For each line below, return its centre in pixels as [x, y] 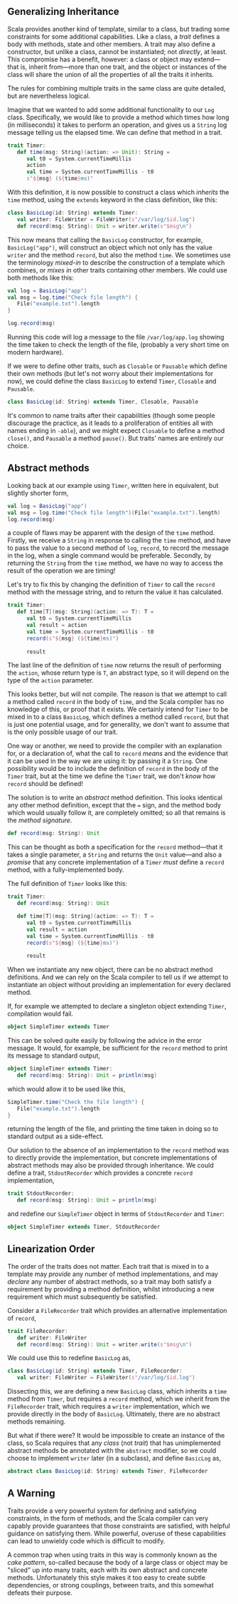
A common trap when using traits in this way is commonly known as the [112, 1555]
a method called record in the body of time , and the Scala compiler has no [116, 702]
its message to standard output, [54, 1056]
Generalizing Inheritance [63, 12]
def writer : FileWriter [52, 1338]
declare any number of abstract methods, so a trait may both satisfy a [109, 1281]
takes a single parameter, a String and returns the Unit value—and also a [115, 854]
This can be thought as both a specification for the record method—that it [115, 847]
